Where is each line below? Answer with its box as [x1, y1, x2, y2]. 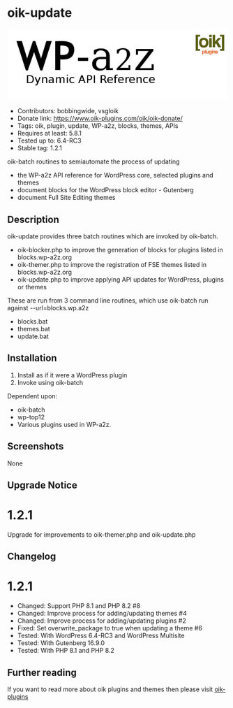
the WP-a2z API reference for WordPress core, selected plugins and [17, 171, 213, 180]
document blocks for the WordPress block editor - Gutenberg [17, 186, 194, 194]
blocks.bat [17, 317, 48, 326]
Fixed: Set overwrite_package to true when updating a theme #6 [17, 624, 202, 633]
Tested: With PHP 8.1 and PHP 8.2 [17, 646, 115, 655]
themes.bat [17, 324, 50, 333]
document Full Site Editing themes [17, 194, 116, 202]
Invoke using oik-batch [17, 378, 84, 386]
